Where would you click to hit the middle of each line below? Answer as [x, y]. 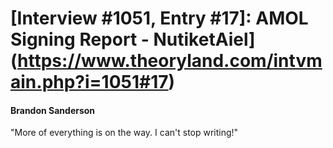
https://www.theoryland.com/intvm [170, 61]
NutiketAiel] [204, 39]
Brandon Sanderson [53, 110]
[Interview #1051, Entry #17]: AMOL [159, 18]
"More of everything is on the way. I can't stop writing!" [124, 133]
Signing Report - [80, 39]
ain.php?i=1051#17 [89, 82]
